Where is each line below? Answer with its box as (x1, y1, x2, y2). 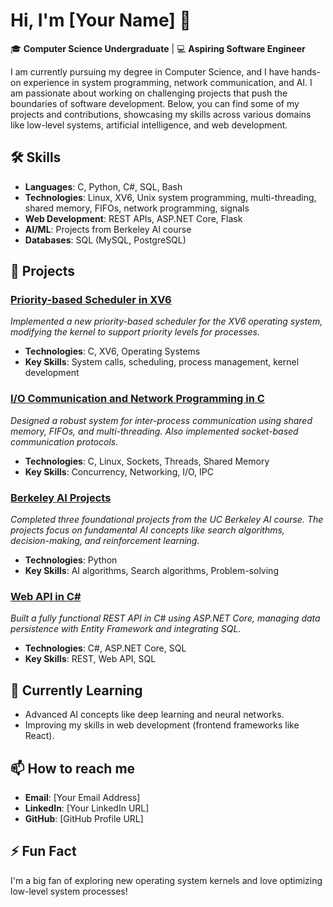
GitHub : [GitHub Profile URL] (24, 812, 144, 824)
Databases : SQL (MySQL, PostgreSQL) (24, 234, 187, 246)
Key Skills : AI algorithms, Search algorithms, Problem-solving (24, 565, 279, 577)
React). (24, 730, 55, 742)
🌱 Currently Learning (10, 682, 143, 699)
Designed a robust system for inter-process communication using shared (10, 414, 313, 426)
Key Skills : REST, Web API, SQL (24, 653, 157, 665)
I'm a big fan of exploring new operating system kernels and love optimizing (10, 874, 323, 886)
